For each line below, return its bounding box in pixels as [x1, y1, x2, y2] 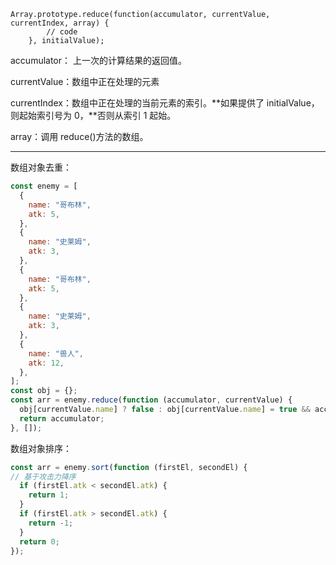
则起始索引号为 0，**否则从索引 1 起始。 [10, 110, 177, 121]
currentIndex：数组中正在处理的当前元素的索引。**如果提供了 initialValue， [10, 97, 320, 109]
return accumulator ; [19, 413, 105, 424]
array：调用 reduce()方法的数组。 [10, 131, 149, 142]
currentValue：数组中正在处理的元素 [10, 76, 160, 87]
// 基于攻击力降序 [10, 471, 77, 482]
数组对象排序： [10, 442, 72, 454]
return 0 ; [19, 536, 60, 547]
